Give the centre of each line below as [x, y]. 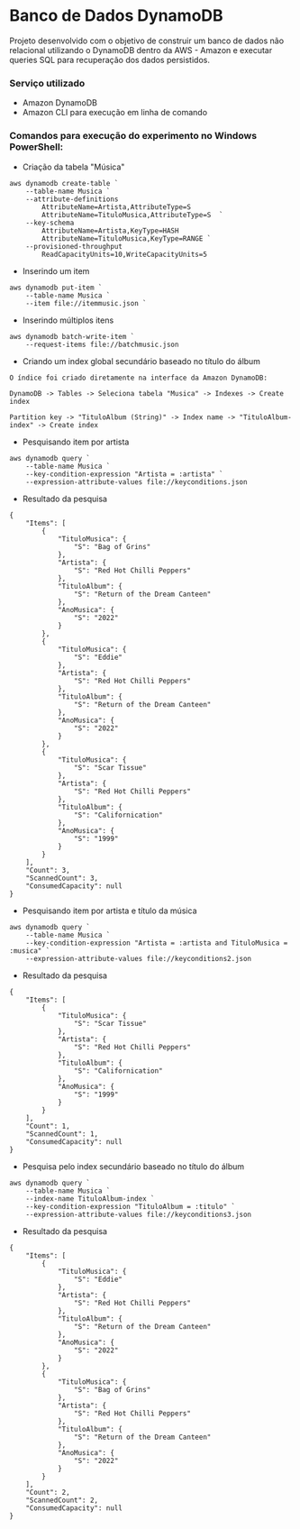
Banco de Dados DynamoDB [116, 16]
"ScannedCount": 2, [62, 1500]
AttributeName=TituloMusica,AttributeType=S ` [132, 215]
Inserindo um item [56, 270]
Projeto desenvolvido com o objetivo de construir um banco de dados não [147, 41]
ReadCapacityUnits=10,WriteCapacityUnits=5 [124, 254]
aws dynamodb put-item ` [56, 288]
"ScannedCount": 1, [62, 1134]
